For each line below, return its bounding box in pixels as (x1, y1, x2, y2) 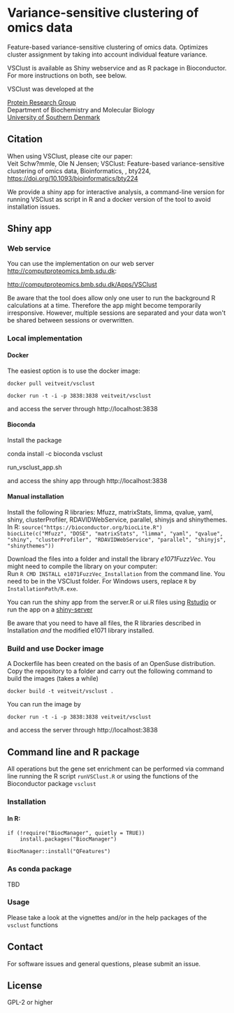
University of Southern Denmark (7, 113, 101, 121)
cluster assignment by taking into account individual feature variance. (7, 50, 207, 59)
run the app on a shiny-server (7, 605, 93, 614)
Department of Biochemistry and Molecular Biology (7, 105, 155, 114)
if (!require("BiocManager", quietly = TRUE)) (7, 829, 145, 837)
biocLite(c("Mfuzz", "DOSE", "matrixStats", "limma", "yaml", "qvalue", (7, 530, 224, 537)
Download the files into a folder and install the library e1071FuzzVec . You (7, 554, 216, 563)
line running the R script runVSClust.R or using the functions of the (7, 772, 199, 781)
